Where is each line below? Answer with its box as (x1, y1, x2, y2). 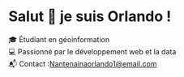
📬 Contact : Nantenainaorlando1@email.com (8, 58, 157, 68)
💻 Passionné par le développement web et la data (8, 46, 177, 56)
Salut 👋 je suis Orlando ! (8, 7, 172, 26)
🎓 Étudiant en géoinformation (8, 34, 110, 44)
